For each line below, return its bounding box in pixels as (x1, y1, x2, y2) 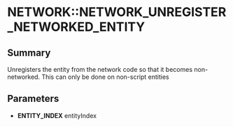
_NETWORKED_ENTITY (7, 19, 146, 35)
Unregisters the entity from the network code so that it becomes (7, 66, 193, 73)
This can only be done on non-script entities (41, 73, 169, 81)
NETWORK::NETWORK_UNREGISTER (7, 4, 227, 20)
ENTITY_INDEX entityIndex (17, 111, 97, 119)
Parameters (7, 93, 59, 105)
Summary (7, 47, 51, 59)
